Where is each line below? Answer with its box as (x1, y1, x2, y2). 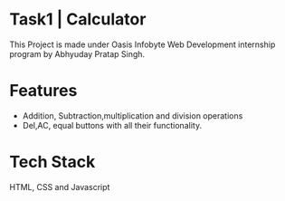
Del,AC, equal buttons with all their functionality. (22, 120, 202, 130)
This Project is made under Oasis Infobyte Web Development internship (9, 39, 276, 50)
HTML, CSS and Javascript (9, 181, 110, 192)
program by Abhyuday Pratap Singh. (9, 48, 146, 59)
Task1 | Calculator (9, 9, 147, 30)
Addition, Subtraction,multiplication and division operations (22, 110, 243, 121)
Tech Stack (9, 152, 96, 172)
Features (9, 81, 78, 101)
